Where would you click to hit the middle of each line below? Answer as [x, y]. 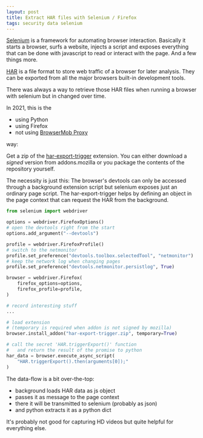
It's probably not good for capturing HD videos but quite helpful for [90, 422]
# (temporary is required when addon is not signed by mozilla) [89, 328]
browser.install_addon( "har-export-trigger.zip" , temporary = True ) [92, 334]
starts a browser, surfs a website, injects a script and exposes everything [98, 47]
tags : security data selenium [45, 23]
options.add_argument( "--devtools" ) [52, 234]
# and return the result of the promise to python [74, 350]
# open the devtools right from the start [61, 228]
